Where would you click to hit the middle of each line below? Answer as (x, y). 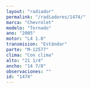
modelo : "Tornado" (29, 28)
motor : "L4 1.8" (26, 39)
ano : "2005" (21, 33)
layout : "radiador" (30, 11)
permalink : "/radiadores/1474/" (46, 17)
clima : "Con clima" (30, 55)
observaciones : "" (29, 71)
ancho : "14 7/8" (26, 66)
